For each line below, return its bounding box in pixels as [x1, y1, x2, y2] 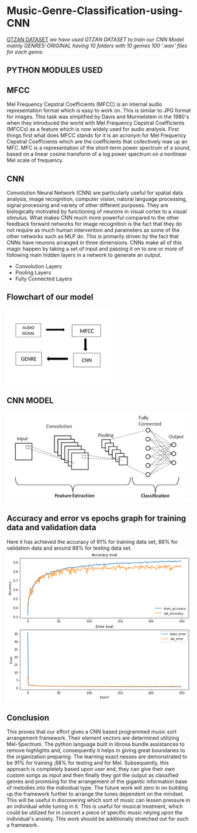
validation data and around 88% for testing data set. [6, 544, 132, 551]
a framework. [6, 821, 39, 829]
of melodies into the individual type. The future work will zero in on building [6, 784, 188, 791]
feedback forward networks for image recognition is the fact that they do [6, 220, 182, 227]
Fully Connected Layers [15, 275, 72, 282]
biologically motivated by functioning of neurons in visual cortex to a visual [6, 208, 187, 215]
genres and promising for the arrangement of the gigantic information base [6, 778, 188, 785]
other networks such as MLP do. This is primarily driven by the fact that [6, 232, 179, 239]
